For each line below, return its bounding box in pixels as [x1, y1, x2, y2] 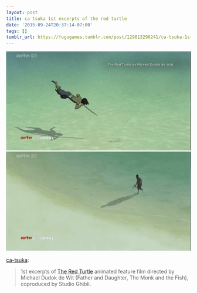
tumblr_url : [6, 34, 35, 41]
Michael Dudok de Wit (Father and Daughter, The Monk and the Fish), [20, 274, 189, 281]
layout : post [6, 9, 38, 15]
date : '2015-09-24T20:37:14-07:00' [6, 22, 93, 28]
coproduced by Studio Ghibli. [20, 280, 91, 287]
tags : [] [6, 28, 28, 34]
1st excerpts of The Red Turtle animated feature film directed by [20, 268, 175, 275]
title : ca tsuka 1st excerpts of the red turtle [6, 15, 127, 22]
